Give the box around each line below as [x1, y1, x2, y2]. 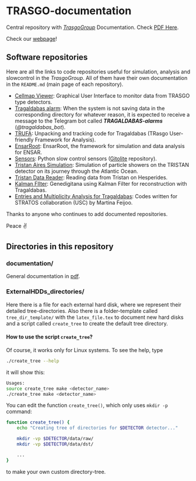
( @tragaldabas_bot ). [14, 123, 66, 131]
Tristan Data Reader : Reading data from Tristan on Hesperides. [14, 173, 168, 181]
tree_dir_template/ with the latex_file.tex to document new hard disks [6, 314, 184, 321]
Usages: [6, 380, 25, 386]
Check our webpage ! [6, 35, 57, 42]
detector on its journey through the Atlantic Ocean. [14, 167, 139, 175]
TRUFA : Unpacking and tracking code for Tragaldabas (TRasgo [14, 130, 168, 137]
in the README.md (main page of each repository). [6, 80, 124, 88]
